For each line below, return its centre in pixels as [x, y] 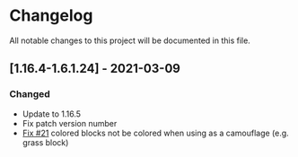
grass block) [45, 142]
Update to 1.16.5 [52, 114]
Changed [30, 94]
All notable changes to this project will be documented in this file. [130, 40]
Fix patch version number [70, 123]
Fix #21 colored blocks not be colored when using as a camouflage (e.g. [155, 133]
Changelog [51, 16]
